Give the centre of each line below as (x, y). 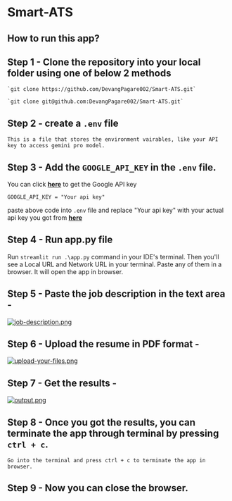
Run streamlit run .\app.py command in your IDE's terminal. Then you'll (113, 256)
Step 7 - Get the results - (62, 383)
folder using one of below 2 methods (89, 73)
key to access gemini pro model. (56, 146)
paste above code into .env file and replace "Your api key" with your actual (115, 210)
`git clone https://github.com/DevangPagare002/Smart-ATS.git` (102, 89)
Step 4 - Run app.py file (60, 240)
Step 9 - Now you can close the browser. (98, 488)
